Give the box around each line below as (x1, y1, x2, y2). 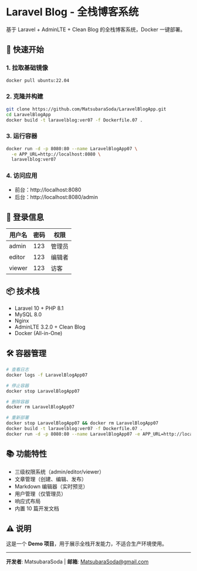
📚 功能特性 (6, 449, 47, 459)
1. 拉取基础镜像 (6, 64, 49, 72)
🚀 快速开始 (6, 45, 44, 55)
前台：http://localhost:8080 (14, 186, 81, 193)
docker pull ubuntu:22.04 (6, 77, 69, 83)
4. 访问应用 (6, 171, 38, 180)
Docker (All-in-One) (14, 330, 63, 337)
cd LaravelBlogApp (6, 112, 51, 117)
